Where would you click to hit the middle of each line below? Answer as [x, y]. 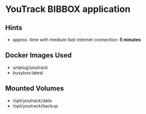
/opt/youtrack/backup [35, 105]
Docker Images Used [39, 55]
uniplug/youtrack [30, 67]
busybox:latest [28, 72]
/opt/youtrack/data [32, 100]
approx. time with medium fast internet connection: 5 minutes [77, 39]
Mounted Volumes [35, 88]
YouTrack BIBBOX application [68, 9]
